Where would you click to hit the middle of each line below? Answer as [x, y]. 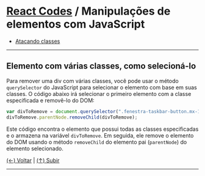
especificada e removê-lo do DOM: [50, 100]
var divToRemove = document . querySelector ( [63, 111]
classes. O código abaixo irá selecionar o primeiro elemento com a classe [99, 94]
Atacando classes [38, 41]
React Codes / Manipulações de [88, 11]
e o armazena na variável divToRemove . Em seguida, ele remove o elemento [100, 135]
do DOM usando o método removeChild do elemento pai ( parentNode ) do [97, 142]
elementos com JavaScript [76, 24]
